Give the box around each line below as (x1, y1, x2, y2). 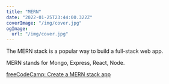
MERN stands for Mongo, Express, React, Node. (6, 59, 125, 67)
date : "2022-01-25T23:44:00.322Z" (6, 14, 93, 20)
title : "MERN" (6, 8, 42, 15)
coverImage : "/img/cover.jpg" (6, 20, 82, 26)
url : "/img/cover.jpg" (11, 31, 69, 37)
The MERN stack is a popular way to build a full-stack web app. (6, 47, 164, 55)
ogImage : (6, 25, 28, 32)
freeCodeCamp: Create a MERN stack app (6, 71, 111, 78)
